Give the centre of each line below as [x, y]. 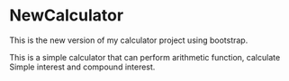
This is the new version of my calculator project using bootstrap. [129, 40]
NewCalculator [67, 16]
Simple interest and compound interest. [82, 67]
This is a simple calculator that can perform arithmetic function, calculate [145, 57]
